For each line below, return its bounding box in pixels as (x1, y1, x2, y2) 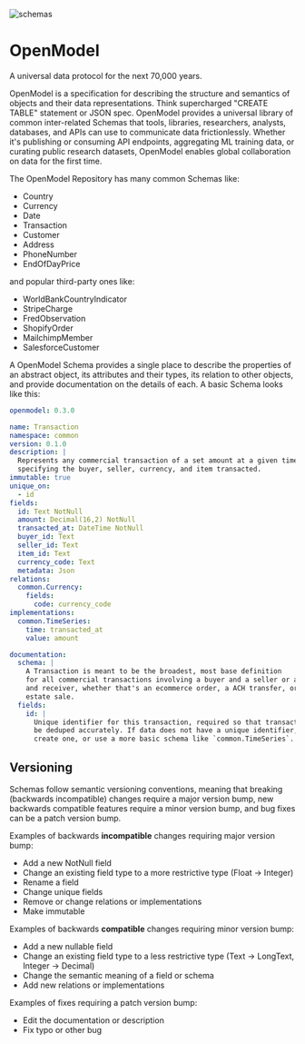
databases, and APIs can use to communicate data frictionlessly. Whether (9, 126, 286, 137)
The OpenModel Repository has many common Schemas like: (9, 173, 241, 184)
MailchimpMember (22, 332, 93, 343)
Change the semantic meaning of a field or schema (22, 970, 215, 980)
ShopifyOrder (22, 323, 74, 333)
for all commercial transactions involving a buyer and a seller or (25, 675, 290, 685)
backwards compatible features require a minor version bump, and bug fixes (9, 803, 296, 813)
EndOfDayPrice (22, 258, 81, 269)
